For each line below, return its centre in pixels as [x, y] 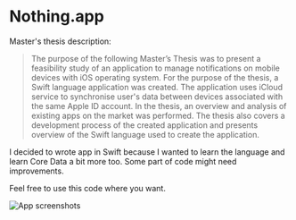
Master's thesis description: [60, 41]
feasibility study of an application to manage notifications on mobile [156, 68]
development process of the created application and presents [144, 125]
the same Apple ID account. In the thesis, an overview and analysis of [159, 106]
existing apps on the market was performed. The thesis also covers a [158, 115]
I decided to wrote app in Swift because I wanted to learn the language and [147, 152]
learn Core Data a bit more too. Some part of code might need [123, 161]
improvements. [37, 171]
